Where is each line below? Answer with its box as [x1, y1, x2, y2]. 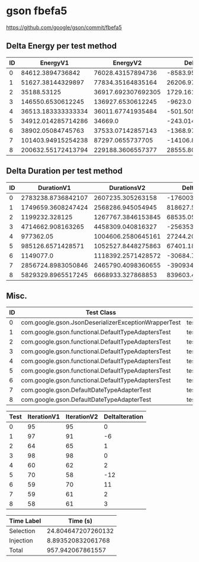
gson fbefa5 [6, 4, 68, 18]
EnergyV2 [113, 58, 142, 66]
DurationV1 [38, 183, 71, 192]
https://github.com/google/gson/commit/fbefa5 [6, 24, 123, 31]
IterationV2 [65, 412, 98, 421]
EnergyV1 [40, 58, 69, 66]
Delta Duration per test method [6, 166, 123, 176]
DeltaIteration [103, 412, 144, 421]
